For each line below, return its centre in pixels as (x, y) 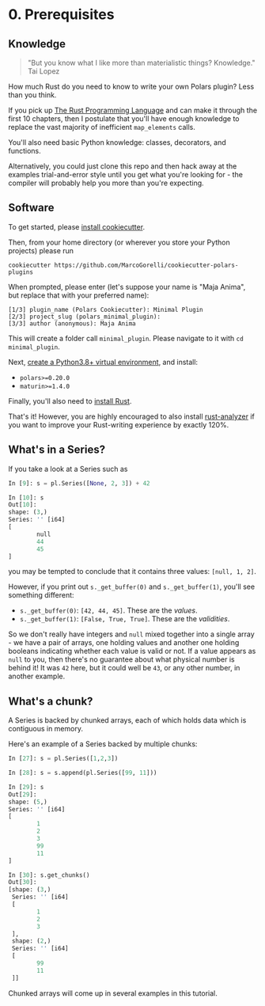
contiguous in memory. (45, 729)
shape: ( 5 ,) (28, 802)
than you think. (32, 95)
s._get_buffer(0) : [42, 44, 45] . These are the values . (108, 610)
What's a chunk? (51, 701)
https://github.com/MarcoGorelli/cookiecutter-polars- (146, 265)
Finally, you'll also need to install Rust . (70, 401)
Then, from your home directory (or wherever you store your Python (119, 242)
